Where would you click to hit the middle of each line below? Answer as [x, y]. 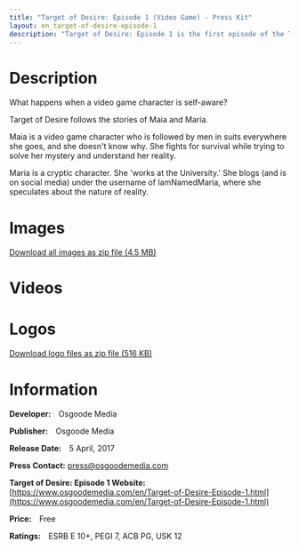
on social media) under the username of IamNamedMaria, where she [135, 182]
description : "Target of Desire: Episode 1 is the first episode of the [147, 34]
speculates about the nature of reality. [79, 192]
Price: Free [32, 519]
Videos [36, 288]
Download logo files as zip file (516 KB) [81, 354]
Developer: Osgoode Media [63, 414]
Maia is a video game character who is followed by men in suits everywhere [148, 137]
